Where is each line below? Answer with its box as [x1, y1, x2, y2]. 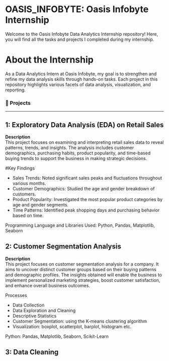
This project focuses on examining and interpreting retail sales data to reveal [5, 139, 164, 145]
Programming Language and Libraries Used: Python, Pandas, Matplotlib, [5, 222, 155, 228]
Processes [5, 292, 27, 298]
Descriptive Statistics [12, 313, 57, 319]
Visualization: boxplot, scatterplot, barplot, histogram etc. [12, 323, 132, 329]
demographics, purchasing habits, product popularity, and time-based [5, 150, 151, 156]
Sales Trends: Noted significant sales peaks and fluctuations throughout [12, 175, 162, 181]
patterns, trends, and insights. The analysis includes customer [5, 144, 134, 150]
